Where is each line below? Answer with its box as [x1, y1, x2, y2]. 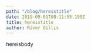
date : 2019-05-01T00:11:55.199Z [6, 14, 85, 20]
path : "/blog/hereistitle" [6, 8, 72, 15]
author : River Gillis [6, 24, 59, 31]
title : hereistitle [6, 19, 54, 25]
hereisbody [6, 41, 33, 48]
